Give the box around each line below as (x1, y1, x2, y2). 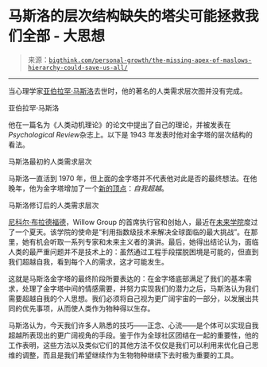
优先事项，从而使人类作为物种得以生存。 (21, 303, 155, 313)
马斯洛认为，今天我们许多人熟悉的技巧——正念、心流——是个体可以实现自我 (8, 320, 259, 330)
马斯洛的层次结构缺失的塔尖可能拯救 (8, 7, 246, 25)
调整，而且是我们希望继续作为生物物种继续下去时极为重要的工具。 (21, 350, 238, 360)
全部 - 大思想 (22, 27, 106, 45)
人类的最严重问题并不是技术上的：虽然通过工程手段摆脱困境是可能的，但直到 (8, 247, 259, 257)
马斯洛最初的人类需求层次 (8, 156, 92, 166)
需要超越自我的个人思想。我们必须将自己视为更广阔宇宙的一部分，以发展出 (8, 293, 252, 303)
